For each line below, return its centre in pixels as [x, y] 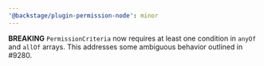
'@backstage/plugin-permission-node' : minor [83, 16]
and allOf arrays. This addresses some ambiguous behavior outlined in [126, 47]
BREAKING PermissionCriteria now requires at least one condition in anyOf [132, 38]
